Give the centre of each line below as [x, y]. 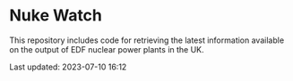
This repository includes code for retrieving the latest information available [147, 40]
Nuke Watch [56, 16]
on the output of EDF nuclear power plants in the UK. [107, 49]
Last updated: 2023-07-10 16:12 [68, 67]
